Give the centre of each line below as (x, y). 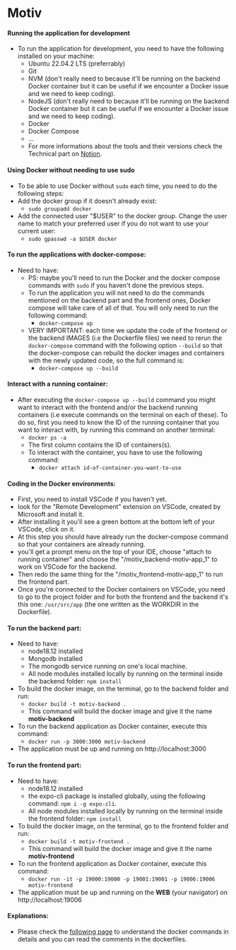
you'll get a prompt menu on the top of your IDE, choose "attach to (114, 552)
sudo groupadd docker (60, 209)
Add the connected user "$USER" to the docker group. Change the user (122, 216)
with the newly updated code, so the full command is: (106, 360)
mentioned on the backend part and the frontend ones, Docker (119, 300)
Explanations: (28, 916)
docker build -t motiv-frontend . (79, 841)
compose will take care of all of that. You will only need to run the (123, 307)
